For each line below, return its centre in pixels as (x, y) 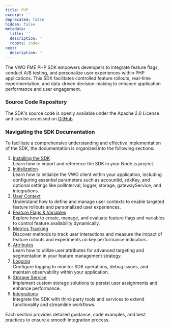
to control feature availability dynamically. (56, 223)
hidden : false (20, 24)
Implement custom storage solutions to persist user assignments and (85, 283)
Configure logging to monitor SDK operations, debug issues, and (80, 267)
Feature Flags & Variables (39, 213)
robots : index (25, 43)
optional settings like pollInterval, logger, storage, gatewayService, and (87, 185)
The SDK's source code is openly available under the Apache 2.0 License (82, 113)
